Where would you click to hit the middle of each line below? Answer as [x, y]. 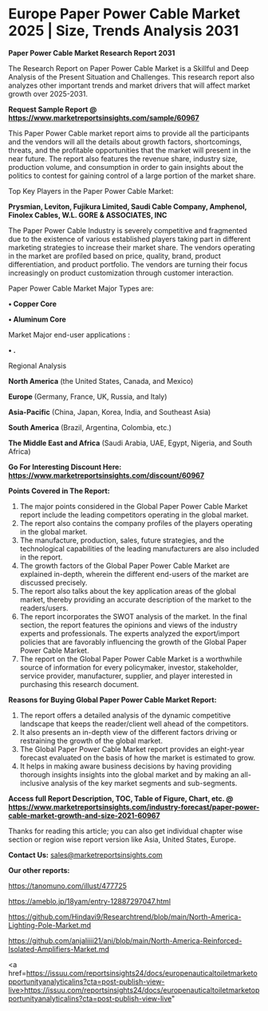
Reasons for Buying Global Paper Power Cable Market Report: [112, 700]
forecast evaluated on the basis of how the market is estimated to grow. [137, 757]
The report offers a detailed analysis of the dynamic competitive [125, 715]
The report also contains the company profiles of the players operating [136, 523]
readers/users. [44, 608]
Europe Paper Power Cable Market [124, 14]
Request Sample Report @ [53, 109]
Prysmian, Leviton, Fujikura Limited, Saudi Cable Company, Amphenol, [128, 206]
